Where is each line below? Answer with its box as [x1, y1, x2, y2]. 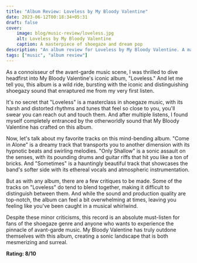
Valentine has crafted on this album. [6, 123, 93, 130]
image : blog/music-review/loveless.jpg [16, 31, 114, 36]
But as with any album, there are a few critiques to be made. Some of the [6, 177, 182, 184]
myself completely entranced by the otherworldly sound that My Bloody [6, 117, 180, 124]
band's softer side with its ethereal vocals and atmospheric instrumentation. [6, 166, 189, 173]
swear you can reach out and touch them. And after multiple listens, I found [6, 111, 188, 118]
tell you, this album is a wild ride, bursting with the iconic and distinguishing [6, 80, 189, 88]
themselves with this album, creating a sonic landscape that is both [6, 232, 169, 240]
